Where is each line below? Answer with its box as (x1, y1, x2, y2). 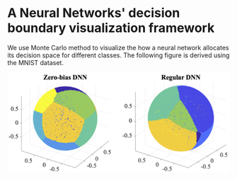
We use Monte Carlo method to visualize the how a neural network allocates (7, 43, 229, 52)
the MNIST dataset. (7, 58, 64, 67)
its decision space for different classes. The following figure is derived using (7, 51, 230, 59)
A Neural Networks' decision (7, 5, 180, 21)
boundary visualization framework (7, 20, 215, 36)
